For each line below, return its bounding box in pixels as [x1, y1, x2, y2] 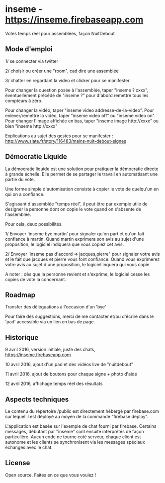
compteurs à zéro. [5, 97, 43, 103]
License [5, 459, 30, 467]
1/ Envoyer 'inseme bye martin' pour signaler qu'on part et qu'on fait [5, 230, 145, 237]
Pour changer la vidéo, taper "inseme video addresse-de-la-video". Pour [5, 107, 154, 113]
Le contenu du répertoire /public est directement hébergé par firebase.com [5, 408, 159, 414]
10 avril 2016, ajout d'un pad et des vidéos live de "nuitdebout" [5, 362, 133, 368]
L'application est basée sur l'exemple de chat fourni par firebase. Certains [5, 423, 157, 429]
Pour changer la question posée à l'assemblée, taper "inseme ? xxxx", [5, 87, 149, 93]
